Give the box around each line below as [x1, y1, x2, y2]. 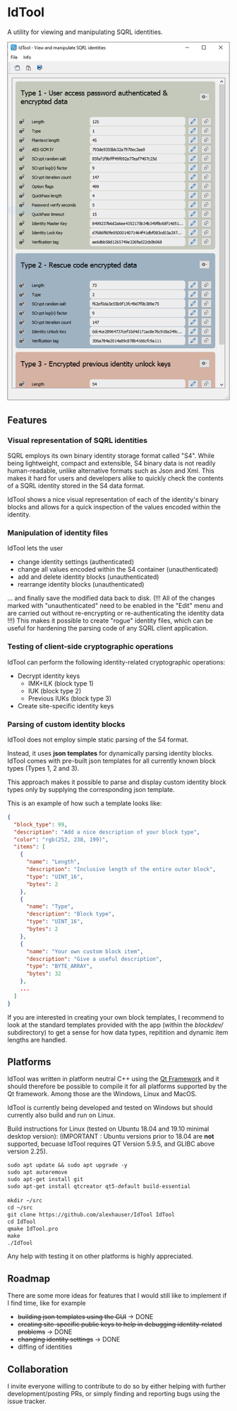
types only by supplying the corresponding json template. [7, 785, 175, 793]
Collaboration [7, 1363, 68, 1375]
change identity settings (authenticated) [17, 558, 134, 566]
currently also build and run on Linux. [7, 1111, 116, 1119]
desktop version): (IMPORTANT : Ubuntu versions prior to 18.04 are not [7, 1132, 214, 1141]
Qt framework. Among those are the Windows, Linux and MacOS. [7, 1090, 197, 1098]
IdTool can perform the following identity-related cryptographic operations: [7, 657, 226, 666]
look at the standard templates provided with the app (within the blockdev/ [7, 1020, 224, 1029]
